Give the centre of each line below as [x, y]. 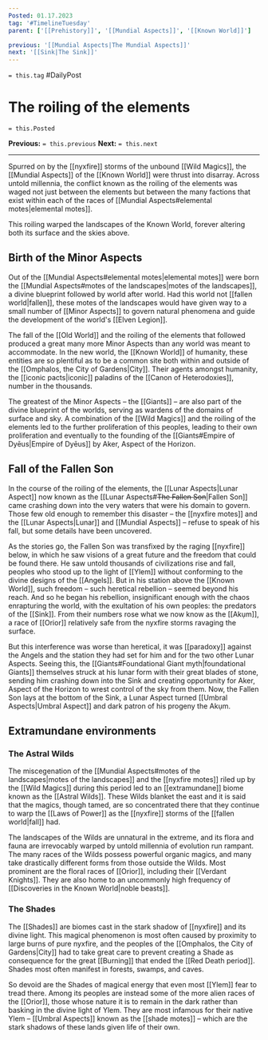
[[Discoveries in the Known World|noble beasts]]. [89, 888]
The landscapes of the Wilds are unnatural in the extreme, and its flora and [131, 838]
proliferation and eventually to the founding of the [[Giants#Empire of [122, 435]
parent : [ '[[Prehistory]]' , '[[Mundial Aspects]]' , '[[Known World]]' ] [130, 30]
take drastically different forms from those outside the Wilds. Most [117, 863]
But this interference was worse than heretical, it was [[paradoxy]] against [130, 646]
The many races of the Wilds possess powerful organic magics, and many [130, 855]
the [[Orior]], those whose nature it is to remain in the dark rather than [123, 1001]
